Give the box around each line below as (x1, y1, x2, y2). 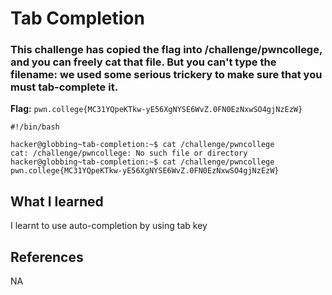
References (10, 248, 84, 266)
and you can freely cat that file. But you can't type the (10, 55, 277, 69)
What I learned (10, 193, 104, 210)
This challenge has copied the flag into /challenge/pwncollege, (10, 43, 323, 57)
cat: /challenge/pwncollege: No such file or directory (10, 148, 248, 159)
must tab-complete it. (10, 80, 119, 94)
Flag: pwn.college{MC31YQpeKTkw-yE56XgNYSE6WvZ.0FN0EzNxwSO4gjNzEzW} (10, 103, 303, 115)
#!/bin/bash (10, 122, 60, 132)
